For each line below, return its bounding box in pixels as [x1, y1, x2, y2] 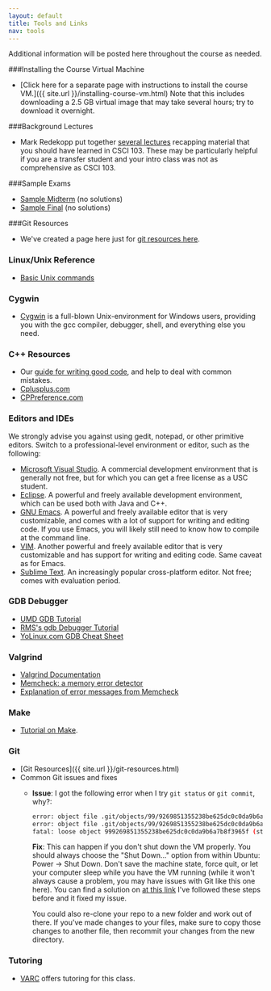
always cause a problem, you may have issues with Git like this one [31, 876, 256, 886]
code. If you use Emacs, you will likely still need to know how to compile [19, 524, 260, 534]
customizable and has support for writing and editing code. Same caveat [19, 550, 262, 560]
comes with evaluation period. [19, 575, 121, 586]
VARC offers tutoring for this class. [19, 973, 135, 983]
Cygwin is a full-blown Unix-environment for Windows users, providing [19, 311, 256, 321]
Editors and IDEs [8, 413, 74, 424]
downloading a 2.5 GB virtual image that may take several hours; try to [19, 98, 254, 107]
